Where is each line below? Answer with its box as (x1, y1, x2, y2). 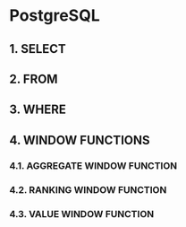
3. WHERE (9, 102, 67, 118)
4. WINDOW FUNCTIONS (9, 132, 150, 148)
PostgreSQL (9, 5, 100, 26)
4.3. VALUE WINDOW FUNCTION (9, 207, 155, 220)
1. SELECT (9, 41, 67, 57)
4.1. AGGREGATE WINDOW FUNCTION (9, 159, 178, 171)
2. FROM (9, 71, 58, 86)
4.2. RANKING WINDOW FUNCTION (9, 183, 167, 196)
